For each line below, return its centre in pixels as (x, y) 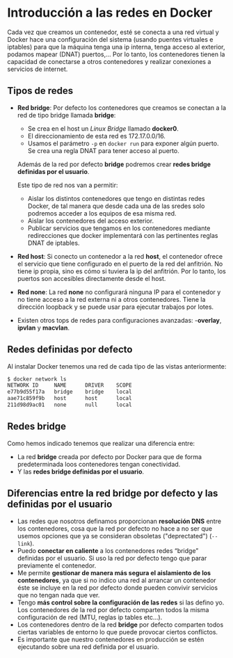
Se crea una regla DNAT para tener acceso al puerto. (103, 150)
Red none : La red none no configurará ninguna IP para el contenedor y (119, 292)
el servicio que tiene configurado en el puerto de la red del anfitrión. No (120, 264)
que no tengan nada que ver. (58, 595)
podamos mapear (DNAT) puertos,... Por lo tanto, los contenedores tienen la (116, 54)
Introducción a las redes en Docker (110, 13)
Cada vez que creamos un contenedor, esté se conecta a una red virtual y (113, 32)
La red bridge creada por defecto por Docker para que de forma (110, 456)
